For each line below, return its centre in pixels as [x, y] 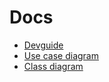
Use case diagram [61, 55]
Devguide [43, 45]
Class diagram [53, 66]
